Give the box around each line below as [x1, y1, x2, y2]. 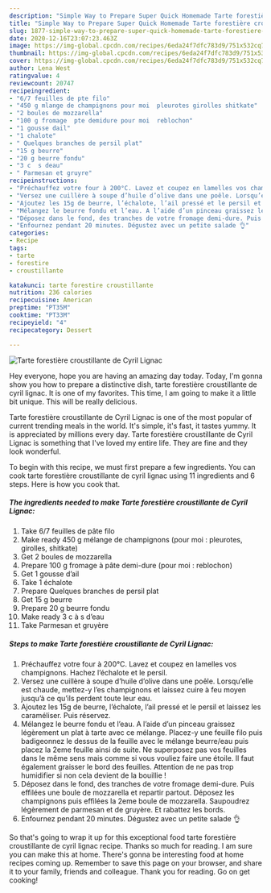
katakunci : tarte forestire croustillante [9, 281, 154, 289]
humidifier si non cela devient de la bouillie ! [20, 770, 167, 780]
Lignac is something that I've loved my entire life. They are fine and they [9, 438, 248, 447]
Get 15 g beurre [20, 595, 73, 604]
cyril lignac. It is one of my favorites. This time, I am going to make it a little [9, 388, 257, 397]
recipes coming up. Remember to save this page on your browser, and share [9, 858, 262, 868]
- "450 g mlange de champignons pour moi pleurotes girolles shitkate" [9, 102, 258, 110]
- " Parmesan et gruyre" [9, 169, 92, 177]
